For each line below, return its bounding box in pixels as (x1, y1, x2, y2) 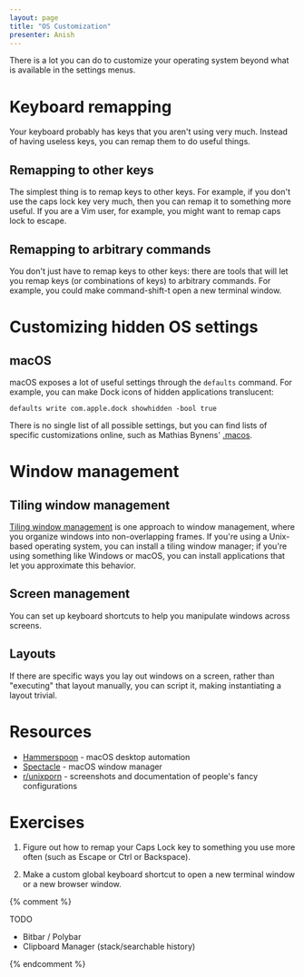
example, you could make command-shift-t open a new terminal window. (9, 285, 282, 296)
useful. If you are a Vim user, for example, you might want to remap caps (9, 206, 281, 217)
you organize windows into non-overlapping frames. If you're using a (9, 531, 268, 542)
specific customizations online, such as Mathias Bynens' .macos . (9, 429, 252, 440)
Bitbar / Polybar (22, 932, 82, 943)
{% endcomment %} (9, 959, 86, 970)
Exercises (9, 812, 85, 833)
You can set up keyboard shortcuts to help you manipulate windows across (9, 610, 290, 621)
